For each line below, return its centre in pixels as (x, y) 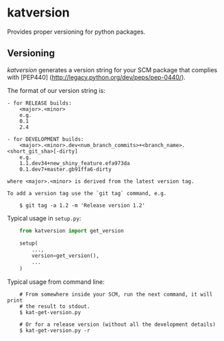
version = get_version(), (65, 256)
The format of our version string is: (56, 90)
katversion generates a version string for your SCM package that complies (112, 69)
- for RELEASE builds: (39, 103)
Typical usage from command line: (56, 282)
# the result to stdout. (55, 307)
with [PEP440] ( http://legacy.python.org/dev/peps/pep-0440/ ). (97, 77)
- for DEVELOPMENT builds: (46, 139)
